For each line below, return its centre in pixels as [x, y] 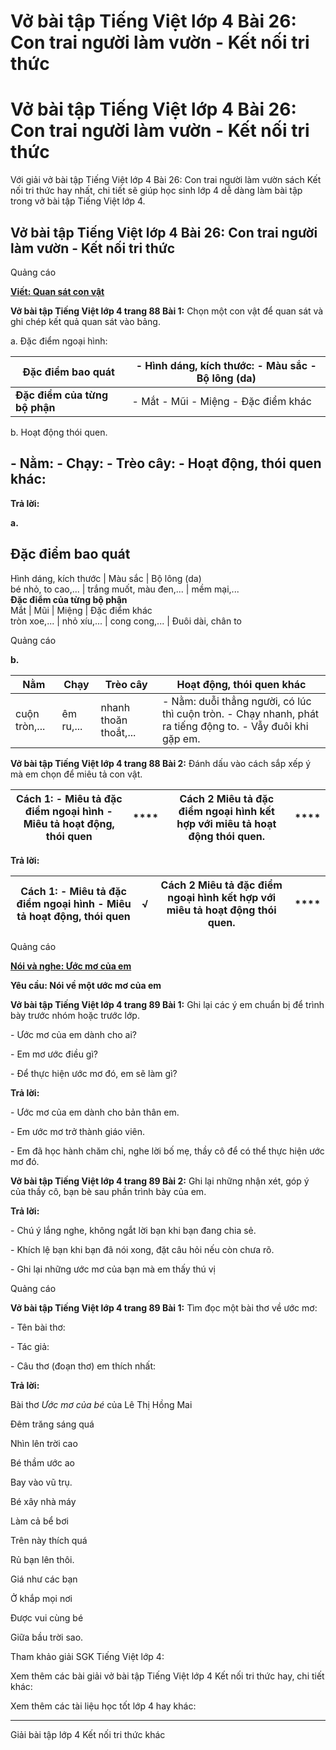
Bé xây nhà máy [43, 1501]
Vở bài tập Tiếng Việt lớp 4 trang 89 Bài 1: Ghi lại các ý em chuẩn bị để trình [167, 1004]
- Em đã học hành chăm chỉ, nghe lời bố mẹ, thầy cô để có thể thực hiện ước [167, 1151]
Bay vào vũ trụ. [41, 1482]
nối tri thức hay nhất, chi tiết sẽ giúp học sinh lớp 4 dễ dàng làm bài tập [156, 191]
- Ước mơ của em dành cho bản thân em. [95, 1112]
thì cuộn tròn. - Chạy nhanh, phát [240, 713]
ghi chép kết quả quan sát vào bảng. [85, 321]
